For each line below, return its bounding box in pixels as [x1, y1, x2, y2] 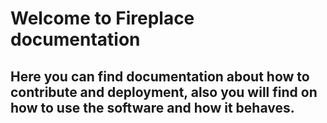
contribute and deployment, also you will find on [10, 83, 318, 101]
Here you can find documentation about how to [10, 68, 310, 85]
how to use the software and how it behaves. [10, 99, 295, 116]
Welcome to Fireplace [10, 7, 195, 30]
